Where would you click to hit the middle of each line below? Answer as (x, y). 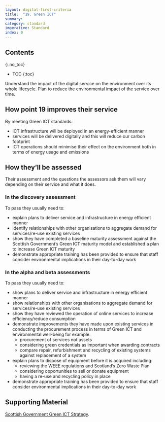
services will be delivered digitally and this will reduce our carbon (79, 136)
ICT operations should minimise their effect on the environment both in (84, 146)
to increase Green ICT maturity (44, 249)
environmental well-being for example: (51, 334)
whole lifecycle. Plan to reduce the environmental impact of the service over (82, 89)
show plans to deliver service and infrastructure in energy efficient (80, 293)
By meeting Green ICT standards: (39, 121)
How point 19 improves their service (62, 110)
